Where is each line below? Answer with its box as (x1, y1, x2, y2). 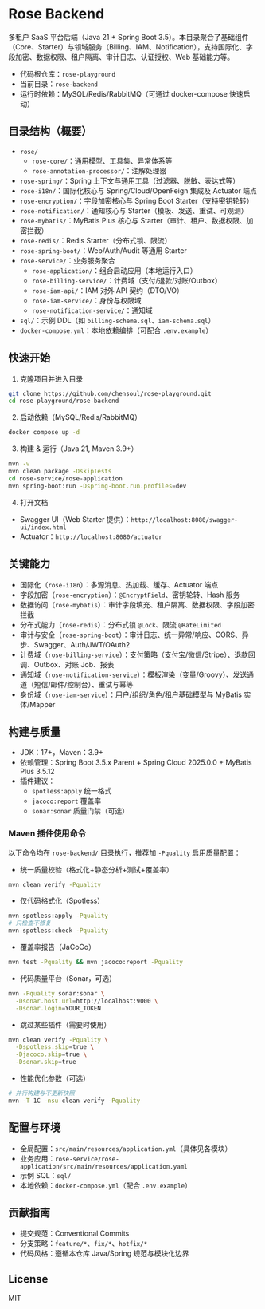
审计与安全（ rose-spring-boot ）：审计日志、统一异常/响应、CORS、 (19, 630, 243, 639)
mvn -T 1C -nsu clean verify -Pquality (8, 1097, 141, 1105)
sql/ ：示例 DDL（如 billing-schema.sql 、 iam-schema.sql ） (19, 315, 216, 325)
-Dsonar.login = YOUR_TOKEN (15, 1004, 102, 1012)
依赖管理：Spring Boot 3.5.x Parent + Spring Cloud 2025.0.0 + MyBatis (19, 757, 252, 767)
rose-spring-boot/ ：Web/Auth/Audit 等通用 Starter (19, 245, 187, 255)
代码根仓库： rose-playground (19, 69, 116, 78)
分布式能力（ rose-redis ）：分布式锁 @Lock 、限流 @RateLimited (19, 619, 221, 629)
